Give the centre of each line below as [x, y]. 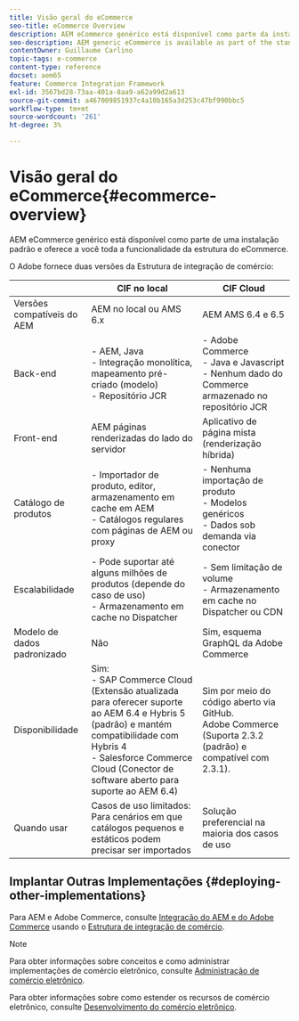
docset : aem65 [36, 76]
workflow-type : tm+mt [49, 109]
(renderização [232, 444]
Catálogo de [39, 502]
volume [218, 578]
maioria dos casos [240, 833]
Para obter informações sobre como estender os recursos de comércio [139, 997]
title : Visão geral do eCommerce [71, 17]
